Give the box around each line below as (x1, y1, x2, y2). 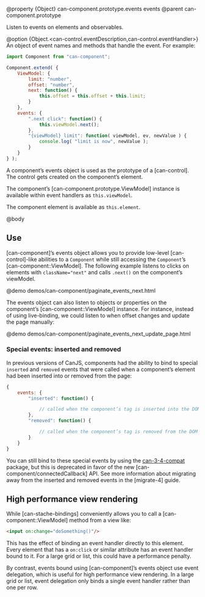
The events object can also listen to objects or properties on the (6, 299, 167, 306)
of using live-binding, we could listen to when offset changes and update (6, 312, 190, 319)
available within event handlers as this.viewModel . (6, 191, 133, 199)
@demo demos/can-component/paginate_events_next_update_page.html (6, 330, 191, 337)
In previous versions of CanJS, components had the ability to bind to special (6, 359, 198, 366)
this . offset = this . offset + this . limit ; (38, 93, 146, 100)
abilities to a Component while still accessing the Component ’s (38, 255, 186, 263)
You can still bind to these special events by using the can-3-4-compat (6, 456, 185, 464)
